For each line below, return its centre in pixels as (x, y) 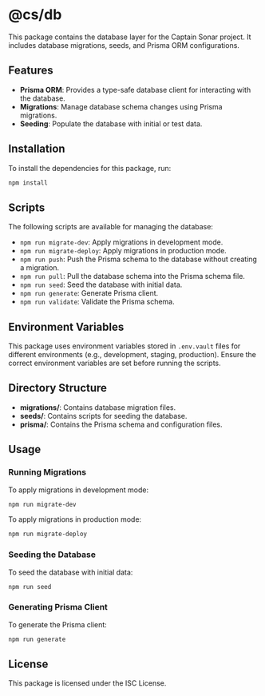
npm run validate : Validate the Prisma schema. (97, 302)
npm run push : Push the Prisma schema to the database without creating (138, 259)
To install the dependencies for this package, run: (90, 168)
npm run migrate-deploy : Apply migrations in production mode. (123, 251)
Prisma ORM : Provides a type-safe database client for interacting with (135, 89)
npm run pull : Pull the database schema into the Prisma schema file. (132, 276)
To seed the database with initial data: (71, 572)
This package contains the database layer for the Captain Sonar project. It (130, 37)
